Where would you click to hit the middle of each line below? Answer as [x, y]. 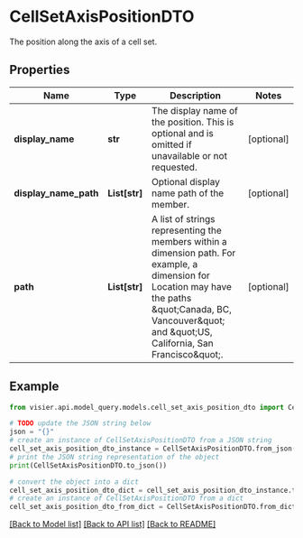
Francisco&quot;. [188, 354]
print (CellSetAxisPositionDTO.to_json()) [88, 465]
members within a [189, 241]
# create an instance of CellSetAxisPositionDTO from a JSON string [141, 441]
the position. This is [193, 122]
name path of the [188, 193]
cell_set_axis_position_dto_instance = [84, 449]
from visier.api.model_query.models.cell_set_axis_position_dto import [147, 407]
